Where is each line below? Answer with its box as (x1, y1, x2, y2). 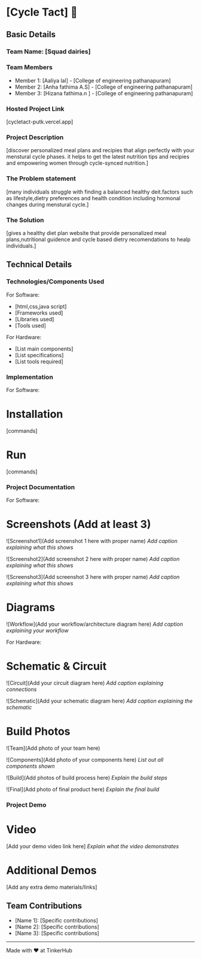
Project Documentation (6, 482, 75, 491)
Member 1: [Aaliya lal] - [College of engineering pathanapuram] (14, 77, 171, 84)
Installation (6, 408, 63, 421)
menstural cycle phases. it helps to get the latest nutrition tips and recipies (6, 153, 190, 161)
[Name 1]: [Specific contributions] (14, 916, 99, 924)
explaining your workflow (6, 627, 69, 634)
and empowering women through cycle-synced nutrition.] (6, 159, 148, 167)
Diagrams (6, 601, 56, 614)
